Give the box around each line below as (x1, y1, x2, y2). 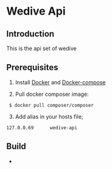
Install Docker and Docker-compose (15, 78, 106, 86)
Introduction (6, 29, 55, 39)
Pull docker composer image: (15, 90, 89, 98)
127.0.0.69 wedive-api (6, 124, 78, 131)
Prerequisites (6, 62, 58, 73)
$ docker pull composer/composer (9, 102, 94, 108)
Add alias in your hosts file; (15, 113, 83, 120)
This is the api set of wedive (6, 45, 77, 52)
